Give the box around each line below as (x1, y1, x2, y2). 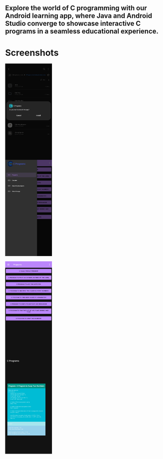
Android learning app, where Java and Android (5, 12, 153, 20)
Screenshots (5, 47, 59, 58)
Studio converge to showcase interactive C (5, 19, 141, 28)
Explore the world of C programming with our (5, 4, 147, 12)
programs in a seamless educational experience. (5, 27, 159, 36)
